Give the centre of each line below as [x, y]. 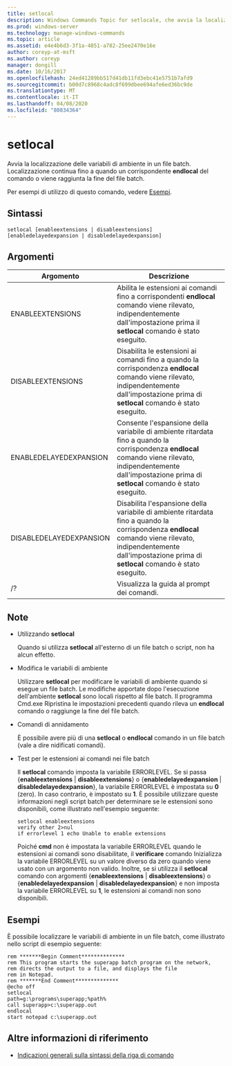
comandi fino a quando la [157, 359]
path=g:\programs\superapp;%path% [57, 999]
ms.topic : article [33, 39]
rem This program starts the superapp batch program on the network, [109, 962]
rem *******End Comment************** [63, 981]
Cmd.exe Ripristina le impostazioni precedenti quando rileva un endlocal [120, 704]
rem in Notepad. [30, 975]
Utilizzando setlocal [46, 634]
